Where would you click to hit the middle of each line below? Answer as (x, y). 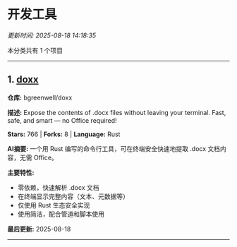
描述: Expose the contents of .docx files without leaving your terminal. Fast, (117, 112)
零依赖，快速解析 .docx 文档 (58, 187)
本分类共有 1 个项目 (35, 50)
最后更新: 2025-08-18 (39, 229)
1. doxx (23, 79)
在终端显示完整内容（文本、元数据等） (73, 196)
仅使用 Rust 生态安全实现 (54, 205)
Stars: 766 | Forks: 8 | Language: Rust (64, 134)
